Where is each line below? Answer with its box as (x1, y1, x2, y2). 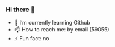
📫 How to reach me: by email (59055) (14, 26, 110, 33)
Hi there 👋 (5, 5, 36, 14)
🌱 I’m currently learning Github (14, 19, 91, 27)
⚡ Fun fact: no (14, 35, 49, 42)
